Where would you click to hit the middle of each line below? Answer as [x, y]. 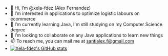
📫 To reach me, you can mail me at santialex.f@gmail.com [72, 41]
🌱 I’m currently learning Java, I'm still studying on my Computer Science [86, 24]
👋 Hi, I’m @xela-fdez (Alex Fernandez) [50, 8]
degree [18, 30]
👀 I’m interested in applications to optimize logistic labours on [75, 13]
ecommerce [23, 19]
